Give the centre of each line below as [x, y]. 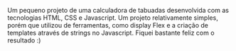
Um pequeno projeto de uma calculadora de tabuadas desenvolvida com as [118, 10]
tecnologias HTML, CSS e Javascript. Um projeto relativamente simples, [113, 18]
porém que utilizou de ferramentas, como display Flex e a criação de [108, 25]
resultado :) [24, 40]
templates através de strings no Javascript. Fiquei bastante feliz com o [111, 33]
